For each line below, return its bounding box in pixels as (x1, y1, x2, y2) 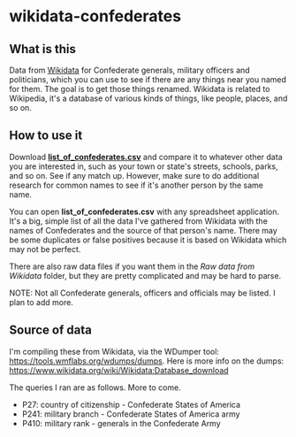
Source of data (9, 323, 93, 338)
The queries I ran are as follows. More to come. (9, 382, 181, 393)
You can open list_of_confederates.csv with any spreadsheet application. (9, 206, 280, 217)
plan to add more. (9, 296, 73, 307)
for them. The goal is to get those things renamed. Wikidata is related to (9, 84, 270, 94)
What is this (9, 42, 77, 57)
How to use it (9, 128, 83, 143)
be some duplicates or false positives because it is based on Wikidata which (9, 234, 287, 245)
